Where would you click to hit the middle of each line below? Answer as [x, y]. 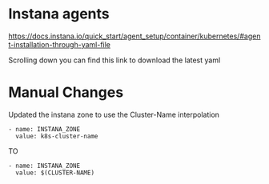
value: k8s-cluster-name [57, 136]
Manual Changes [66, 92]
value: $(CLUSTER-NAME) [55, 173]
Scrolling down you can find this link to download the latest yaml [114, 60]
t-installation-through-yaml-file [59, 44]
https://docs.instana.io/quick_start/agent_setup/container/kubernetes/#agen [134, 36]
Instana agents [59, 14]
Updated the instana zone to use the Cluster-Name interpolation [114, 114]
